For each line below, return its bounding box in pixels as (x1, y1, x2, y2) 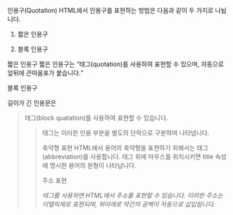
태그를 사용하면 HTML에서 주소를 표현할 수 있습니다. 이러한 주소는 (42, 191, 224, 199)
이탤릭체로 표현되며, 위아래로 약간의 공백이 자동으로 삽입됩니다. (42, 200, 215, 208)
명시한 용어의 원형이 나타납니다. (49, 161, 137, 169)
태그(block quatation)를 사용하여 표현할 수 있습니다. (24, 113, 168, 122)
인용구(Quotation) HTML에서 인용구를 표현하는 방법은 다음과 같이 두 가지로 (7, 6, 214, 14)
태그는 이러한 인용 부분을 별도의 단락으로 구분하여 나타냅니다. (42, 129, 210, 137)
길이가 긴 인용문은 (7, 99, 56, 107)
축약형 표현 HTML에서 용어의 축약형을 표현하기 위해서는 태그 (42, 144, 209, 152)
